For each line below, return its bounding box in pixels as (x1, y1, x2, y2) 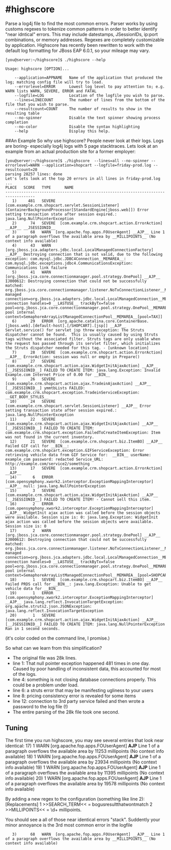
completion (5, 120, 28, 125)
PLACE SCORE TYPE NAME (5, 185, 74, 190)
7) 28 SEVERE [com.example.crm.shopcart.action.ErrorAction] (12, 350, 163, 355)
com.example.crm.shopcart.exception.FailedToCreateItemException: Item (5, 430, 160, 435)
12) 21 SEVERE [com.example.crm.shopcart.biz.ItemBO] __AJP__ (10, 439, 163, 444)
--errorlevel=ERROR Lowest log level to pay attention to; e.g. (14, 84, 165, 89)
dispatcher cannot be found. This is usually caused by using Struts (5, 332, 158, 337)
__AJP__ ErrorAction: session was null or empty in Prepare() (5, 354, 140, 360)
